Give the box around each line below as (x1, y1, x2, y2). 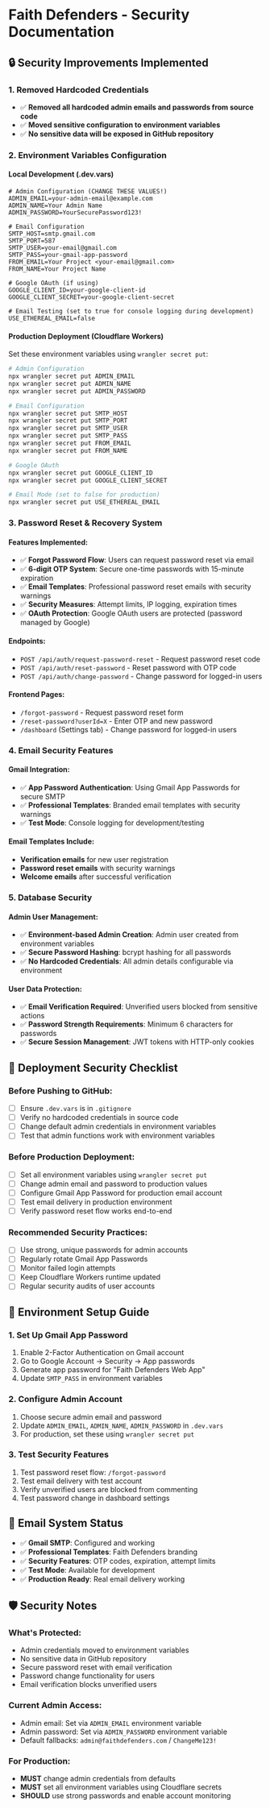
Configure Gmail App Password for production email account (19, 1188, 223, 1197)
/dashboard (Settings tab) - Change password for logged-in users (19, 724, 238, 734)
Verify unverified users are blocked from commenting (19, 1484, 198, 1494)
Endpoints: (8, 636, 46, 645)
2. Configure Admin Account (8, 1394, 123, 1405)
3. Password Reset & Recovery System (8, 517, 163, 529)
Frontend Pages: (8, 690, 65, 699)
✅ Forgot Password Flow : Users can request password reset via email (19, 555, 254, 565)
